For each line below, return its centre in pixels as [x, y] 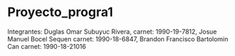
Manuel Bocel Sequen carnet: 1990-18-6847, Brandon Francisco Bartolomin [118, 38]
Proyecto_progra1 [60, 12]
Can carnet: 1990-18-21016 [47, 46]
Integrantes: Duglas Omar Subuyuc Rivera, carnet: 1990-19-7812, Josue [112, 31]
